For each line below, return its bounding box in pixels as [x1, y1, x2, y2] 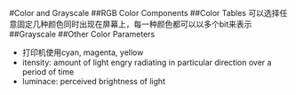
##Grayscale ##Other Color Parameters [9, 29, 156, 39]
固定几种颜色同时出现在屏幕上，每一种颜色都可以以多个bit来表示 [16, 19, 252, 29]
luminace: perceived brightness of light [21, 76, 166, 86]
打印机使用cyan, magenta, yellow [21, 47, 144, 58]
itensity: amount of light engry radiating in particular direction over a [21, 57, 272, 67]
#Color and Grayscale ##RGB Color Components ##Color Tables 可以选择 [9, 8, 280, 18]
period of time [21, 67, 75, 77]
